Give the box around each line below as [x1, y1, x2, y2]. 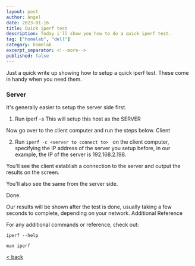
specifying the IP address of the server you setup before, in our [14, 144, 171, 151]
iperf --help [6, 232, 39, 238]
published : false [6, 53, 49, 59]
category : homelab [6, 42, 52, 48]
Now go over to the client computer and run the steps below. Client [6, 126, 171, 134]
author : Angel [6, 14, 42, 20]
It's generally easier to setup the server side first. [6, 103, 127, 110]
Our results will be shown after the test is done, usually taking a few [6, 203, 172, 210]
